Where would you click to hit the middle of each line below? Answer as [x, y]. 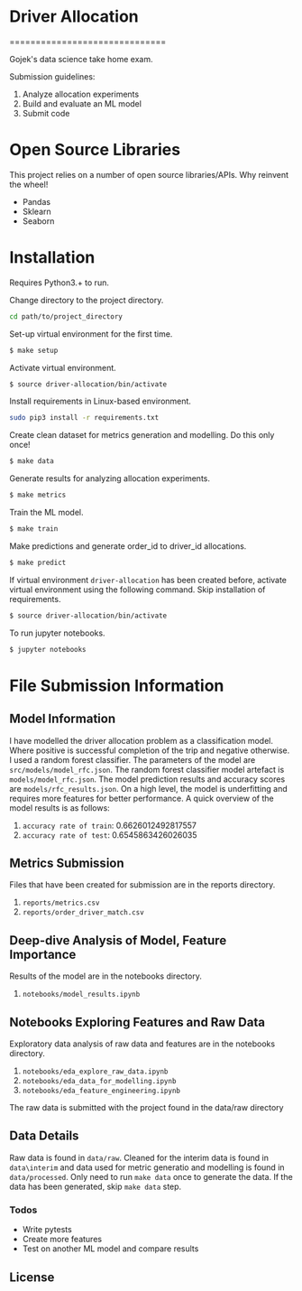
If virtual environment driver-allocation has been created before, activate [148, 580]
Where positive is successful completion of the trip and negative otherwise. [150, 750]
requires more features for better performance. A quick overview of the [142, 798]
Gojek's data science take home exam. [81, 59]
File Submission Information [117, 686]
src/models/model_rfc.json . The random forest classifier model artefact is [147, 769]
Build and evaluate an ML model [82, 103]
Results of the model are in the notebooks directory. [106, 976]
